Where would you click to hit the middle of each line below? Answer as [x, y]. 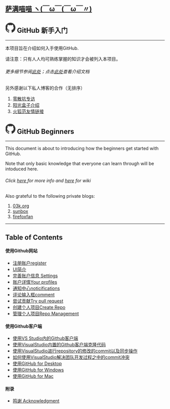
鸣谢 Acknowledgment [36, 401]
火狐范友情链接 [28, 111]
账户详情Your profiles [35, 282]
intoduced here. [22, 169]
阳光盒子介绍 [26, 105]
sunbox [20, 211]
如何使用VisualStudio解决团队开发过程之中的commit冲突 [71, 357]
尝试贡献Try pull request [38, 301]
